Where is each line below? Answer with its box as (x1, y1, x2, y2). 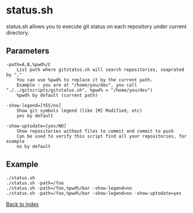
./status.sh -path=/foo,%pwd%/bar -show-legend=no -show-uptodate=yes (6, 190, 182, 196)
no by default (16, 143, 51, 149)
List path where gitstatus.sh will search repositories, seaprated (16, 67, 184, 73)
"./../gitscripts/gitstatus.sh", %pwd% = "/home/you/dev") (6, 87, 153, 93)
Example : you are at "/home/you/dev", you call (16, 82, 137, 88)
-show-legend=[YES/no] (6, 102, 61, 108)
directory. (6, 29, 29, 36)
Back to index (6, 200, 39, 208)
